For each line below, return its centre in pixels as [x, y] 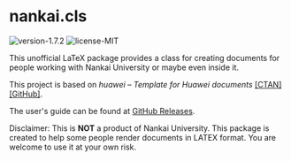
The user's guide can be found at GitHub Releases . [102, 111]
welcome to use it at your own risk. [73, 147]
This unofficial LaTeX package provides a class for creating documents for [145, 57]
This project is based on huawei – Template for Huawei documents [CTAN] [145, 84]
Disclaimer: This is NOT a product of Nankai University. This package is [139, 128]
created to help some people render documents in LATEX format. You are [143, 137]
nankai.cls [48, 16]
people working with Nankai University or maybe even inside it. [124, 67]
